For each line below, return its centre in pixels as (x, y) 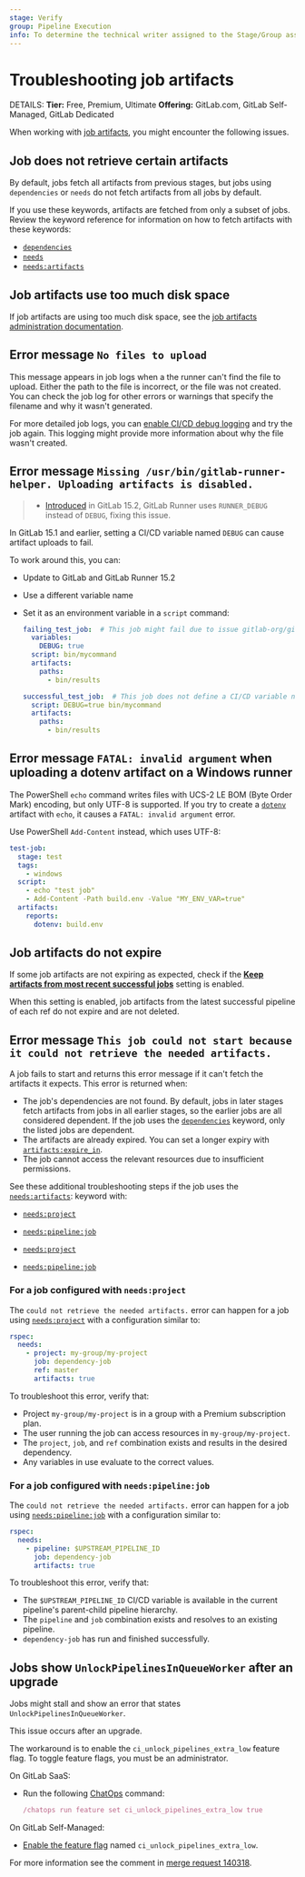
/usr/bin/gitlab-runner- (216, 472)
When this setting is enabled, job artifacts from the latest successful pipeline (152, 1002)
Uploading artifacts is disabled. (156, 485)
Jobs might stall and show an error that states (95, 1704)
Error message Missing (75, 472)
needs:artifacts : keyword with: (69, 1196)
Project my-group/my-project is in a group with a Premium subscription (154, 1413)
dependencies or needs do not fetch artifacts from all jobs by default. (136, 193)
